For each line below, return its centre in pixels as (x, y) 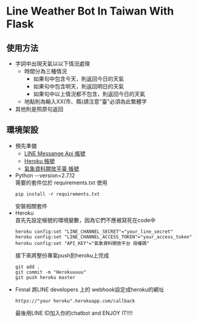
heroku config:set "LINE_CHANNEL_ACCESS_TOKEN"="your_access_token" (104, 237)
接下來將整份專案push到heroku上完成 (62, 255)
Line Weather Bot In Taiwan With (90, 11)
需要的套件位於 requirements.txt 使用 (61, 183)
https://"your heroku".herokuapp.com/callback (75, 301)
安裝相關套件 (31, 206)
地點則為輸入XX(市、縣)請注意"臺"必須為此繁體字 (85, 102)
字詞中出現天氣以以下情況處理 (52, 64)
